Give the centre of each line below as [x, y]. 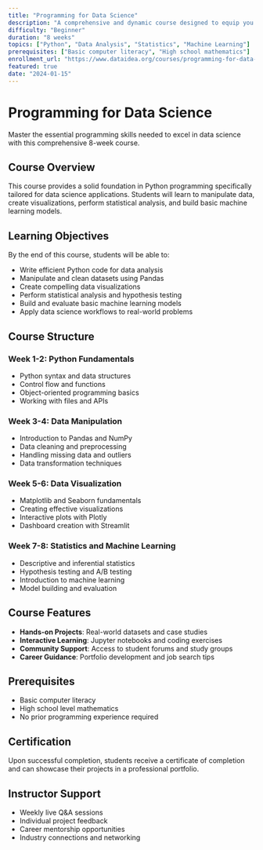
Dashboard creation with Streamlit [74, 526]
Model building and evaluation [68, 588]
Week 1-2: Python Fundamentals [71, 359]
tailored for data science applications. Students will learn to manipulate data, [131, 195]
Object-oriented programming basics [79, 392]
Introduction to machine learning [72, 580]
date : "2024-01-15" [40, 74]
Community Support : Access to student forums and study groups [126, 648]
